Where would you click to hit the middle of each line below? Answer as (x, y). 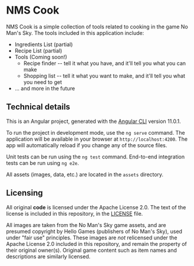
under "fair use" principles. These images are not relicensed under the (92, 238)
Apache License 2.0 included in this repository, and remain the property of (97, 244)
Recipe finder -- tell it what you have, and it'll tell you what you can (105, 63)
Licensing (24, 193)
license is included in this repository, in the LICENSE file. (75, 213)
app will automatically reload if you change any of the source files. (87, 145)
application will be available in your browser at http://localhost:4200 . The (97, 139)
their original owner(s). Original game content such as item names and (91, 250)
